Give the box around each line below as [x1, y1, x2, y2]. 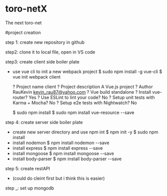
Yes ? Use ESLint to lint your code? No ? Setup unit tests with [28, 94, 155, 100]
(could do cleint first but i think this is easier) [12, 175, 105, 181]
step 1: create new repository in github [5, 39, 85, 45]
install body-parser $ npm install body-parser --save [12, 156, 122, 162]
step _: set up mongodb [5, 185, 54, 191]
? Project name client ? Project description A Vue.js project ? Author [12, 84, 153, 90]
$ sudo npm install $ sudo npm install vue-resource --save [12, 109, 135, 115]
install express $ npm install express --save [12, 145, 103, 151]
